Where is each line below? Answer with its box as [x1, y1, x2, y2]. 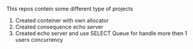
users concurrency [15, 36, 63, 43]
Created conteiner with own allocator [15, 17, 109, 24]
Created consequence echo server [15, 24, 104, 30]
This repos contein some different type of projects [6, 5, 134, 12]
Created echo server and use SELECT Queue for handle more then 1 [15, 30, 187, 37]
